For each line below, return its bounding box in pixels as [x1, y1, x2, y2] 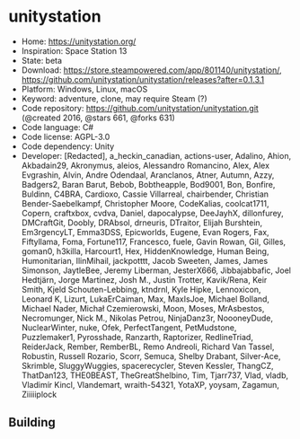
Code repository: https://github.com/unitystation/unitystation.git [21, 102, 260, 113]
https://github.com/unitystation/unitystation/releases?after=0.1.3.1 [21, 74, 265, 84]
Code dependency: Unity [21, 141, 115, 152]
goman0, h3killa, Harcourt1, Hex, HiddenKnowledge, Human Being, [21, 245, 269, 257]
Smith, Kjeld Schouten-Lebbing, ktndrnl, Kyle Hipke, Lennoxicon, [21, 284, 261, 294]
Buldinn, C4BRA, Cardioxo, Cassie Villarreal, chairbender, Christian [21, 189, 269, 199]
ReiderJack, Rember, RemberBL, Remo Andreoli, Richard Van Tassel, [21, 341, 275, 352]
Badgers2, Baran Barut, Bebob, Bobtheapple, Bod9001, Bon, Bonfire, [21, 179, 276, 189]
